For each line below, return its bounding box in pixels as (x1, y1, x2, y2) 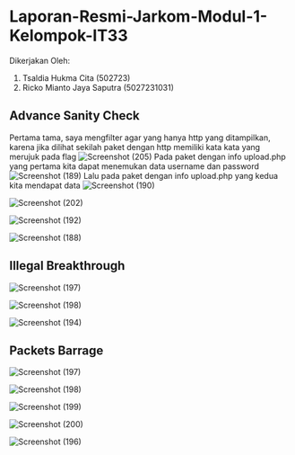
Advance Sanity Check (9, 108, 141, 123)
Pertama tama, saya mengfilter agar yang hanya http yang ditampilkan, (9, 132, 271, 143)
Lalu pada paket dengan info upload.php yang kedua (83, 170, 279, 181)
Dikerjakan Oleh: (9, 55, 71, 66)
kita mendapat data (9, 180, 81, 191)
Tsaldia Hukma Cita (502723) (22, 72, 131, 83)
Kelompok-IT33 (9, 25, 128, 46)
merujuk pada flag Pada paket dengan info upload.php (9, 151, 287, 162)
